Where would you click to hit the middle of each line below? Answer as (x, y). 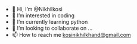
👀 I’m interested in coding (43, 15)
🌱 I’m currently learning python (50, 22)
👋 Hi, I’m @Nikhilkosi (37, 9)
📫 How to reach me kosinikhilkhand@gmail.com (71, 35)
